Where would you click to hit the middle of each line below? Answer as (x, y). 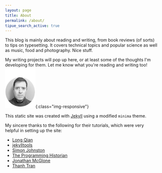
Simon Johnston (28, 150)
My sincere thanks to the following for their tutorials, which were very (75, 125)
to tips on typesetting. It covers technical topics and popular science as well (81, 45)
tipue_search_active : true (32, 26)
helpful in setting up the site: (34, 131)
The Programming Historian (40, 156)
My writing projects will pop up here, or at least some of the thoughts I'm (78, 60)
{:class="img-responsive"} (62, 106)
